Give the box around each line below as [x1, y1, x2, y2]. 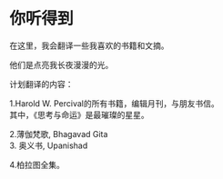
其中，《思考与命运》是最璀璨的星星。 [9, 109, 149, 120]
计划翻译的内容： [9, 78, 74, 89]
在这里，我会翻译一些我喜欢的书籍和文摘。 [9, 40, 169, 51]
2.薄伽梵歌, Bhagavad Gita [9, 128, 108, 139]
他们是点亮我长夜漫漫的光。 [9, 59, 114, 70]
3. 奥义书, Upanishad [9, 140, 88, 151]
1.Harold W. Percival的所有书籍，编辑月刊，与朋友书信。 [9, 97, 220, 109]
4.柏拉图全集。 [9, 159, 66, 170]
